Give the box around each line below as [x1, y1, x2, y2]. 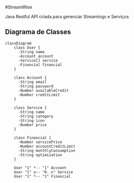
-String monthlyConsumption [18, 148, 76, 153]
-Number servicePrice [18, 139, 63, 144]
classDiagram [5, 41, 32, 46]
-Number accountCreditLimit [18, 144, 76, 149]
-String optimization [18, 152, 63, 157]
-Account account [18, 53, 54, 58]
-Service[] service [18, 58, 58, 63]
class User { [14, 45, 41, 50]
